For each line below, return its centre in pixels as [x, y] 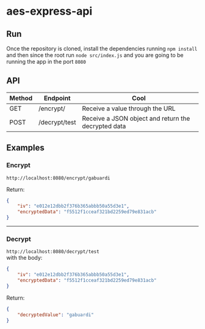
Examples [25, 148]
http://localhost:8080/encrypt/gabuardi [59, 178]
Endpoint [57, 98]
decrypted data [104, 126]
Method [21, 98]
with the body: [24, 258]
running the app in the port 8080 [46, 62]
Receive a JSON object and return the [136, 118]
